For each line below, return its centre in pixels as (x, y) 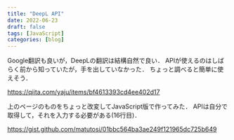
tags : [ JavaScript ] (36, 33)
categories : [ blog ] (36, 40)
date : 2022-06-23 (33, 20)
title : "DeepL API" (36, 14)
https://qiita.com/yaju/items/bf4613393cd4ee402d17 (84, 92)
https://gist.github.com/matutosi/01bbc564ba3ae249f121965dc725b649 (112, 129)
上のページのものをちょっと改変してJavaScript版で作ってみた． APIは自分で (118, 106)
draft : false (26, 27)
